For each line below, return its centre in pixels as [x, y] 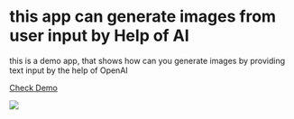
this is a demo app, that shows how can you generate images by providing [147, 60]
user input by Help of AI [99, 36]
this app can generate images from [143, 17]
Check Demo [34, 87]
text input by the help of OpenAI [69, 70]
